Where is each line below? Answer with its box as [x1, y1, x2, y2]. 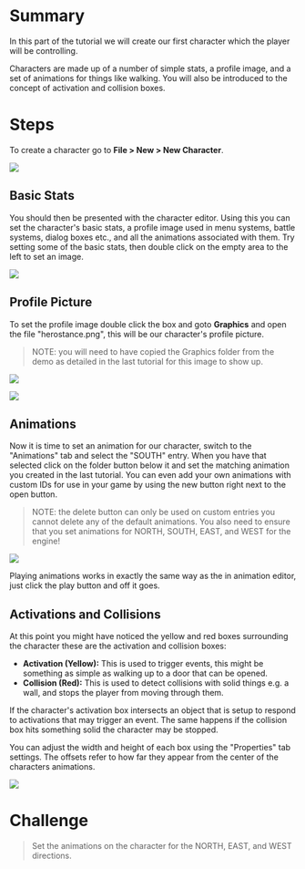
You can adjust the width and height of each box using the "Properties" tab [9, 742, 291, 753]
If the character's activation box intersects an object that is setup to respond [9, 705, 296, 716]
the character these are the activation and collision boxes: [9, 640, 227, 652]
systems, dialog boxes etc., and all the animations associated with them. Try [9, 232, 295, 243]
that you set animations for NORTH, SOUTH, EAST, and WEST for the [31, 526, 291, 537]
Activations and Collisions [9, 606, 161, 622]
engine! [31, 535, 61, 547]
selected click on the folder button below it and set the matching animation [9, 460, 290, 471]
